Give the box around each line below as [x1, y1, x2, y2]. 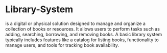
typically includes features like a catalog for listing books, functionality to [5, 37, 159, 43]
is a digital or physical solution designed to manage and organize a [5, 20, 146, 26]
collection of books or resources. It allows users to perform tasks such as [5, 25, 160, 32]
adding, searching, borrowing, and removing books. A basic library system [5, 31, 162, 37]
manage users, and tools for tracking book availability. [5, 42, 119, 48]
